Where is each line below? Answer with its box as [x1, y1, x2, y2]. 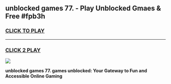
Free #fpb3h [5, 12, 46, 21]
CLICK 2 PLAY [5, 46, 41, 53]
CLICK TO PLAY [5, 27, 45, 35]
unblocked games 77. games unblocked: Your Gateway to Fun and [5, 67, 148, 73]
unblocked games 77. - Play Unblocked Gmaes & [5, 4, 161, 13]
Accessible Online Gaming [5, 73, 63, 79]
